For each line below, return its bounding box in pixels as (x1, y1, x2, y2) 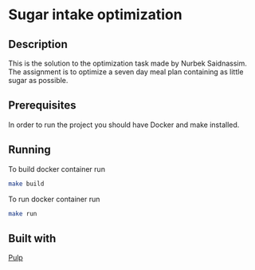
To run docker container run (8, 194, 100, 204)
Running (8, 143, 52, 157)
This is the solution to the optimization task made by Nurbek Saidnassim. (8, 58, 247, 68)
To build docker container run (8, 164, 106, 173)
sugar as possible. (8, 76, 69, 85)
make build (8, 180, 45, 188)
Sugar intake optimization (8, 6, 182, 24)
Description (8, 38, 68, 51)
